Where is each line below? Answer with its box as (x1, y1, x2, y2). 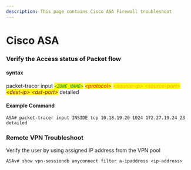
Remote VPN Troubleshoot (6, 134, 84, 142)
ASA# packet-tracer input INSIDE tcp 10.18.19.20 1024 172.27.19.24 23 (6, 115, 185, 121)
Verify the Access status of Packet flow (6, 55, 122, 63)
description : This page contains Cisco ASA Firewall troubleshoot (6, 8, 172, 15)
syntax (6, 69, 24, 76)
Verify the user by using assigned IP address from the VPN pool (6, 147, 160, 154)
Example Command (6, 102, 55, 109)
